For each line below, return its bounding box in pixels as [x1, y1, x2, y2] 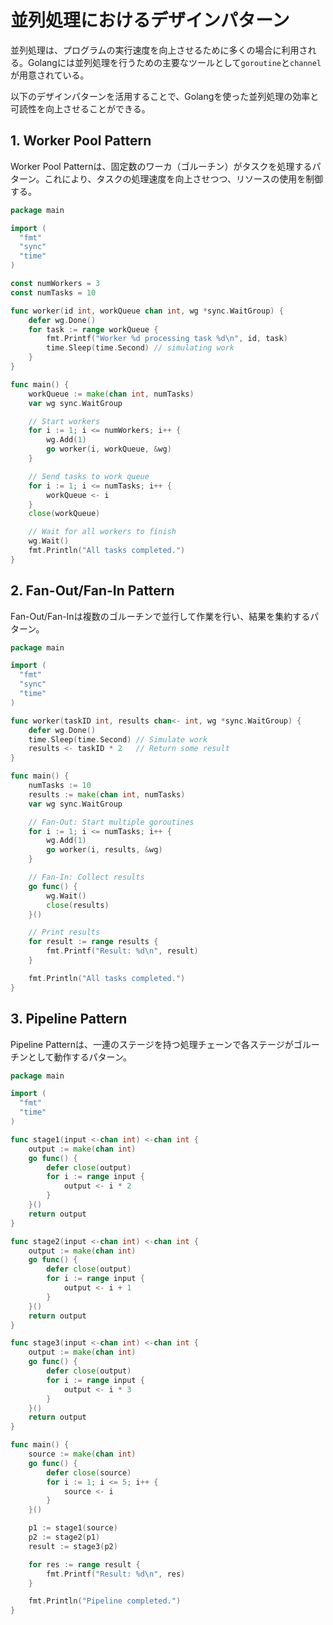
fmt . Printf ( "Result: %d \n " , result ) [46, 946, 199, 956]
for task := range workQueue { [28, 324, 159, 335]
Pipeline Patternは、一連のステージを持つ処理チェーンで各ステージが [10, 1038, 294, 1050]
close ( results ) [46, 900, 110, 910]
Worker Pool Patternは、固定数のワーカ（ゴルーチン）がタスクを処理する [10, 160, 313, 172]
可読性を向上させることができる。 [10, 102, 151, 115]
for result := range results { [28, 937, 159, 947]
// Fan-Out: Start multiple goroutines [28, 817, 195, 827]
